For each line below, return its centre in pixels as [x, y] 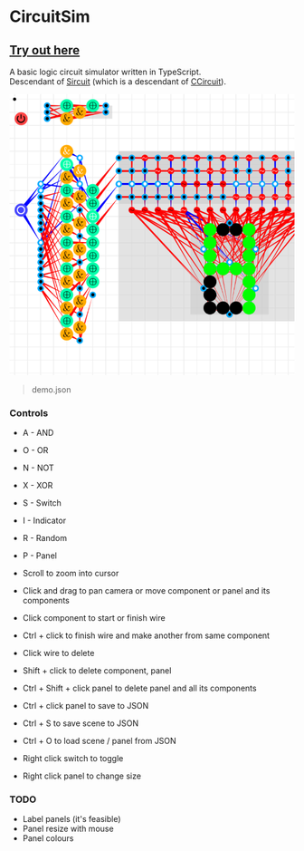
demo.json [51, 389]
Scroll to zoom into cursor [71, 573]
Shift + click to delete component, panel [97, 670]
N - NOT [38, 468]
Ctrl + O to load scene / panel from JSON [99, 740]
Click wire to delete [58, 653]
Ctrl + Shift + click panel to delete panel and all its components [139, 688]
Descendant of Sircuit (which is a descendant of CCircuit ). [118, 82]
